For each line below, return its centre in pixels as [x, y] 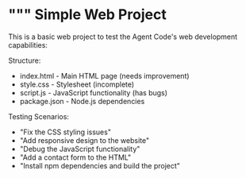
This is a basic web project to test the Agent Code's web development [123, 37]
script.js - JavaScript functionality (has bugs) [94, 92]
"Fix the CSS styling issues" [65, 132]
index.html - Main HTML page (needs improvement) [104, 75]
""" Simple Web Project [87, 15]
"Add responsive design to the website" [84, 140]
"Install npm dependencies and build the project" [100, 165]
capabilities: [28, 44]
